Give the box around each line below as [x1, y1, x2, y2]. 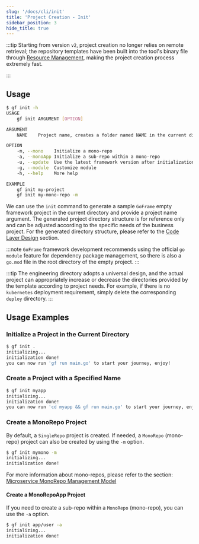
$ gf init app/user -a [6, 522, 62, 528]
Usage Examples [6, 312, 69, 322]
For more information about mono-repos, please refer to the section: [6, 471, 173, 478]
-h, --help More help [17, 170, 78, 176]
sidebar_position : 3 [6, 20, 57, 26]
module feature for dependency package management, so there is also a [6, 252, 182, 259]
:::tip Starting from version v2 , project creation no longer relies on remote [6, 42, 184, 49]
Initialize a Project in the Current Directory [6, 330, 130, 338]
